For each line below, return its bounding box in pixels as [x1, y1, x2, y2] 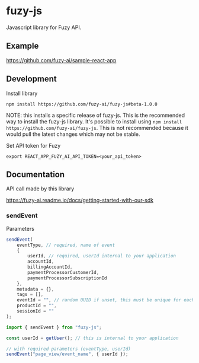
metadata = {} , [17, 286, 54, 292]
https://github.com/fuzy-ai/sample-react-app [6, 56, 117, 63]
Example [6, 41, 39, 51]
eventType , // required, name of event [17, 242, 115, 248]
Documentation [6, 169, 65, 179]
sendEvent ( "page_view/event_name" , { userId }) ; [6, 351, 129, 357]
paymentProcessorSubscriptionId [27, 275, 108, 281]
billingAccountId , [27, 264, 73, 270]
